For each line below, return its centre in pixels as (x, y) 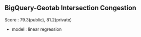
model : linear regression (37, 29)
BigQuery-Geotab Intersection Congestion (70, 8)
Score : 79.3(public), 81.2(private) (38, 19)
